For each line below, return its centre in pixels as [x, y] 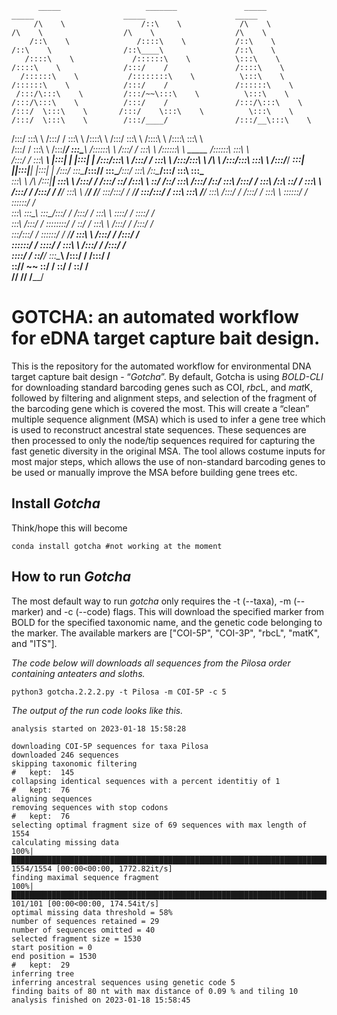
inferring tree [43, 973]
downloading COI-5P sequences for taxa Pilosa [110, 746]
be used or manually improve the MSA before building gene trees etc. [154, 472]
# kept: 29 [41, 965]
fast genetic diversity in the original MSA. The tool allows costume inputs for [168, 451]
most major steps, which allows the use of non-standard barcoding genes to [168, 461]
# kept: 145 [43, 772]
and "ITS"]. [34, 643]
